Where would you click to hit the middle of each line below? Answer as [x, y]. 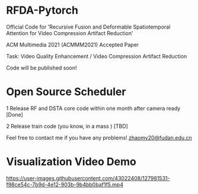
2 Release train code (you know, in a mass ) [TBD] [67, 126]
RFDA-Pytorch [42, 10]
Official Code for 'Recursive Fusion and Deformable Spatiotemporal [88, 27]
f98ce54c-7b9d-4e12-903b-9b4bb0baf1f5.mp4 [65, 184]
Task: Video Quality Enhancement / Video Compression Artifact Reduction [97, 56]
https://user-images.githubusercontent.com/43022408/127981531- [88, 178]
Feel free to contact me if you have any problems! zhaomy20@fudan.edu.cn [99, 137]
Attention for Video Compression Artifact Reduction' [70, 33]
